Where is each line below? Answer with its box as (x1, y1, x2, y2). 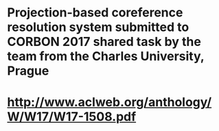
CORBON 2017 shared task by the (7, 34, 201, 49)
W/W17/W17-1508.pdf (7, 109, 137, 125)
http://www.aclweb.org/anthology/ (7, 95, 212, 110)
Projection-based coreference (7, 5, 183, 21)
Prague (7, 63, 49, 79)
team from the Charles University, (7, 49, 205, 64)
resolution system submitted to (7, 19, 189, 35)
